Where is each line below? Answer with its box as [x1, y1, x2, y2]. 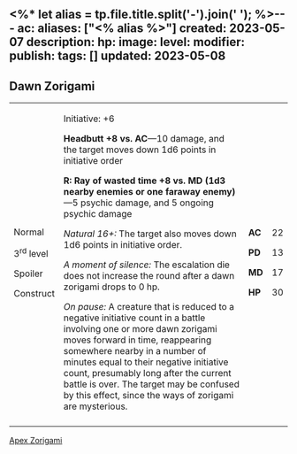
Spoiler [13, 267, 43, 280]
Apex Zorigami [9, 435, 63, 446]
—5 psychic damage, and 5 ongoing [63, 196, 215, 209]
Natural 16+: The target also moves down [63, 227, 237, 240]
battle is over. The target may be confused [63, 378, 240, 390]
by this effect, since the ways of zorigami [63, 389, 234, 402]
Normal [13, 226, 44, 238]
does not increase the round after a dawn [63, 270, 235, 282]
